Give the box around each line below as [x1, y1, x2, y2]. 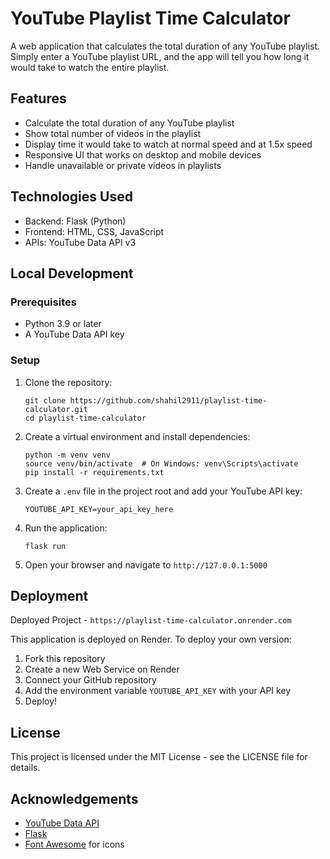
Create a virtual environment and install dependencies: [24, 430, 251, 442]
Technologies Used [10, 188, 133, 206]
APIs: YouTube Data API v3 [24, 236, 137, 248]
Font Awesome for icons [24, 838, 125, 850]
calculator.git [24, 404, 89, 414]
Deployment [10, 587, 89, 604]
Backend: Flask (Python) [24, 215, 127, 227]
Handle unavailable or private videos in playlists [24, 159, 222, 171]
